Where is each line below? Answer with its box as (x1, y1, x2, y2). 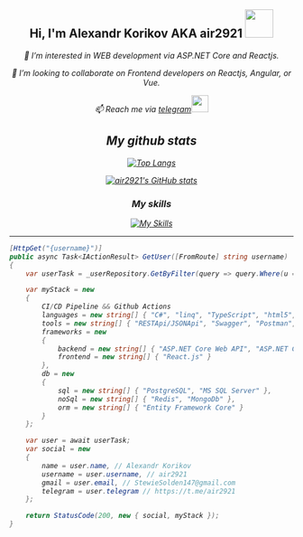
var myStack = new (25, 286, 95, 295)
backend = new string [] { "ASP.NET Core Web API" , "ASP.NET (57, 344, 289, 353)
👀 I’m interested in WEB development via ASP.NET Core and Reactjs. (23, 50, 280, 61)
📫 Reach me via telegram (94, 103, 192, 114)
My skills (131, 197, 172, 210)
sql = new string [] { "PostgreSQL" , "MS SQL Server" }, (57, 386, 272, 395)
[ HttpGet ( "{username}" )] (9, 243, 103, 253)
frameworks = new (41, 327, 106, 336)
